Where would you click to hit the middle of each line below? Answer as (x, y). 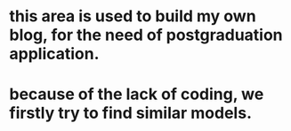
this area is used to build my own (133, 16)
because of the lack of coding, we (137, 94)
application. (54, 54)
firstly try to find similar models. (130, 113)
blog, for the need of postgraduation (146, 35)
